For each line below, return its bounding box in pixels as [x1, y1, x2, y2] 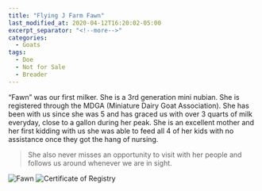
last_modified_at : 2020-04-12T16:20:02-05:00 [8, 19, 161, 27]
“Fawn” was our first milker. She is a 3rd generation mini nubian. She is [8, 92, 240, 101]
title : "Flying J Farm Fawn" [8, 11, 105, 20]
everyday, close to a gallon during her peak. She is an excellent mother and [8, 117, 255, 127]
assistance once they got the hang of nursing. [8, 134, 159, 143]
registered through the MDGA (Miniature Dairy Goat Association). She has [8, 101, 250, 110]
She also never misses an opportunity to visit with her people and [27, 150, 242, 159]
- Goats [15, 41, 41, 49]
